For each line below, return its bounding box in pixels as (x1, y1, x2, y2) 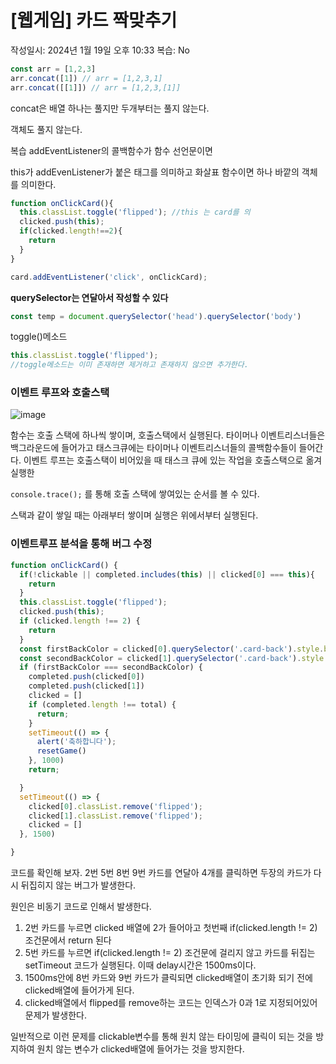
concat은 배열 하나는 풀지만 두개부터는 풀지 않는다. (10, 102, 210, 114)
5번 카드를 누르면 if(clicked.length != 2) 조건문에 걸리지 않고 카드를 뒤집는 (24, 947, 316, 959)
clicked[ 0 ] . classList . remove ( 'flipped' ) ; (28, 801, 203, 811)
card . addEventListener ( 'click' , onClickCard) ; (10, 272, 208, 282)
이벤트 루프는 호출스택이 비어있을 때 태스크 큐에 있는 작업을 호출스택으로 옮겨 (23, 454, 323, 466)
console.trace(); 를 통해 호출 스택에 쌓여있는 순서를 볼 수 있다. (10, 488, 260, 500)
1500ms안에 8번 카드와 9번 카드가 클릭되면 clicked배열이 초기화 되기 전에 (24, 972, 313, 984)
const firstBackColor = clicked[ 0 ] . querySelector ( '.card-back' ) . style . (19, 644, 325, 654)
